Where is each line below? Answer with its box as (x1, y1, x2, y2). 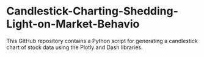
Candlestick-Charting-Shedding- (6, 4, 179, 18)
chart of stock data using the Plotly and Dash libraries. (6, 44, 143, 51)
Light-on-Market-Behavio (6, 17, 140, 31)
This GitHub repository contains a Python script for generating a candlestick (6, 37, 199, 44)
